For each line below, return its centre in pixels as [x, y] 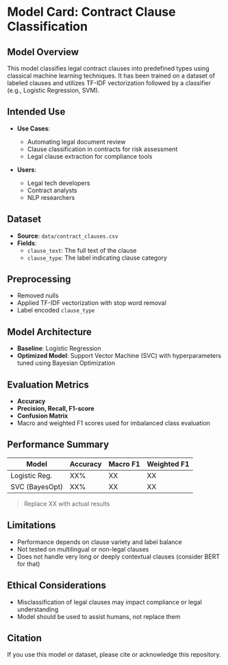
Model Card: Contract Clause [91, 12]
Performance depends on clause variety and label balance [100, 542]
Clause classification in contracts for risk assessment [102, 149]
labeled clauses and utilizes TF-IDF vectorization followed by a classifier [109, 83]
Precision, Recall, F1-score [55, 409]
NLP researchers [51, 197]
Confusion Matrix [42, 416]
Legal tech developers [59, 183]
